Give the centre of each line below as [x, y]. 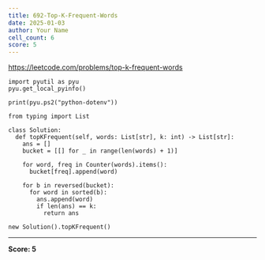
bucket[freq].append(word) [73, 172]
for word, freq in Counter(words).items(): [95, 165]
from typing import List [49, 117]
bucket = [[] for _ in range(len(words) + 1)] [100, 151]
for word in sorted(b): [68, 193]
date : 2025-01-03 [37, 23]
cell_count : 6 [32, 38]
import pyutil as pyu [44, 82]
